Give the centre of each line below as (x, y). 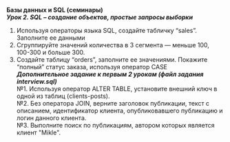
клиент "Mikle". (39, 132)
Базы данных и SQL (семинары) (55, 10)
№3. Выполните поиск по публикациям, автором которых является (115, 125)
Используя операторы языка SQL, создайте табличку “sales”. (107, 31)
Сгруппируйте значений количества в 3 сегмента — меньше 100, (113, 45)
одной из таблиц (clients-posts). (63, 96)
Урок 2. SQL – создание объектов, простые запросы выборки (100, 17)
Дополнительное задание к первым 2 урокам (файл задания (110, 74)
